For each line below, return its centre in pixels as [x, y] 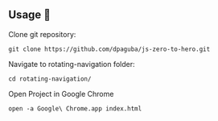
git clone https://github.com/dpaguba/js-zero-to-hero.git [109, 49]
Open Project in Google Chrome [61, 94]
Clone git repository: [42, 34]
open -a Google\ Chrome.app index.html [75, 108]
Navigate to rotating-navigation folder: [72, 64]
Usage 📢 [29, 15]
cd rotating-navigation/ [50, 79]
